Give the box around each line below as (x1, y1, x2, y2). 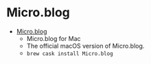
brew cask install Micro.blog (26, 50, 114, 57)
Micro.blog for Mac (26, 34, 81, 42)
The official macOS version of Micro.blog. (26, 42, 145, 50)
